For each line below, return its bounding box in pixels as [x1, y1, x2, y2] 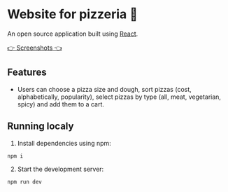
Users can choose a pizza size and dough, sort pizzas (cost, [17, 85, 192, 93]
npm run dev [7, 179, 42, 186]
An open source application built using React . [7, 29, 138, 38]
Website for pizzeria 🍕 [7, 6, 138, 22]
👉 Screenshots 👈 [7, 43, 62, 52]
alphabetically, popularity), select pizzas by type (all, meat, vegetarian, [17, 92, 222, 101]
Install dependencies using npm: [17, 139, 112, 147]
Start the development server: [17, 165, 104, 174]
